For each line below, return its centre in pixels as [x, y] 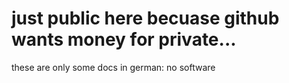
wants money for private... [124, 39]
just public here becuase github [145, 18]
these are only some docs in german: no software [113, 67]
